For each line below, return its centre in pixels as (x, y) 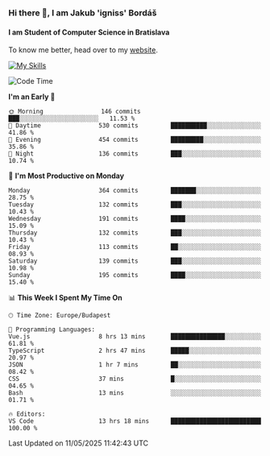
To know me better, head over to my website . (83, 50)
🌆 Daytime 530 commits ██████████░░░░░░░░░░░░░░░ (135, 126)
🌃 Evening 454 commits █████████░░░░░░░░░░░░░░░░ (135, 140)
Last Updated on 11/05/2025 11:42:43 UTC (79, 443)
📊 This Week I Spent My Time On (65, 298)
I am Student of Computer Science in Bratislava (89, 32)
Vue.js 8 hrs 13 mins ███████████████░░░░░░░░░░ (135, 337)
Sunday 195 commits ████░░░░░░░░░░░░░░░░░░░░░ (135, 276)
